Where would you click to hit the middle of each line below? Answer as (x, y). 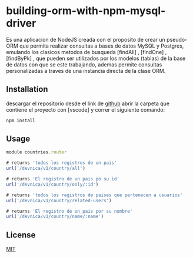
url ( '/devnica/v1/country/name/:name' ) (55, 217)
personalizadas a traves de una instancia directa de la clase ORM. (86, 71)
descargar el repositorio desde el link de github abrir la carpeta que (88, 103)
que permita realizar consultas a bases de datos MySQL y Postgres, (102, 46)
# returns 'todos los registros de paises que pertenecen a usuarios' (94, 195)
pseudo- (177, 39)
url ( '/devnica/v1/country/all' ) (46, 169)
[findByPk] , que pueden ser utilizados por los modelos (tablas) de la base (96, 58)
